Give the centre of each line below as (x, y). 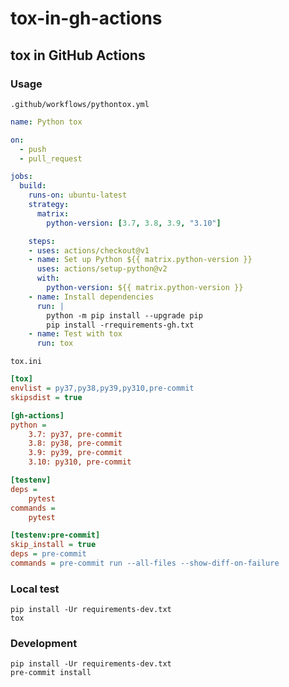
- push (33, 149)
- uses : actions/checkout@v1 (89, 250)
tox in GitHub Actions (78, 55)
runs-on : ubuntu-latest (78, 195)
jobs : (21, 177)
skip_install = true (53, 545)
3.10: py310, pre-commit (80, 462)
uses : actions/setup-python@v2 (102, 269)
